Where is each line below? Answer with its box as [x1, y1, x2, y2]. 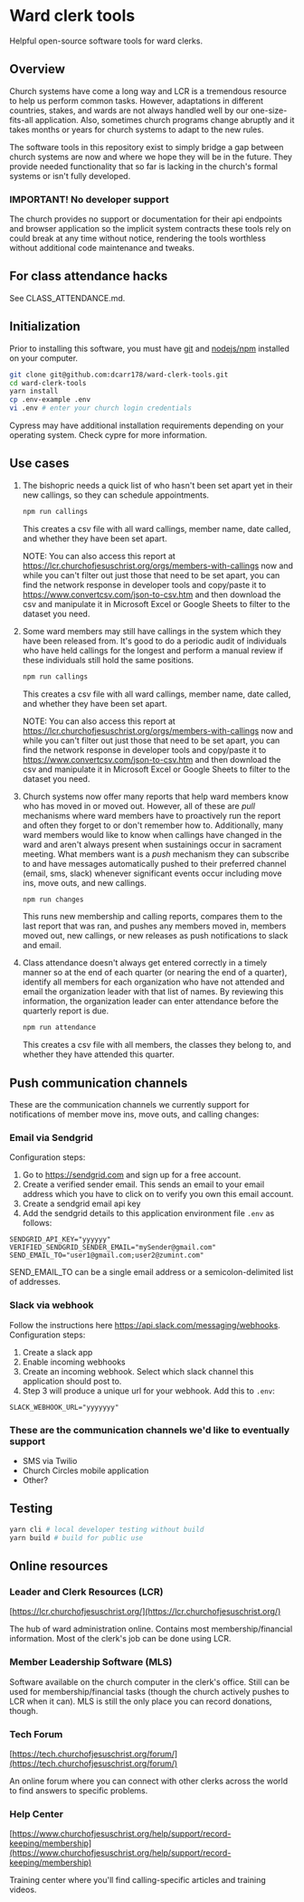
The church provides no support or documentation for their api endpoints [9, 214, 282, 224]
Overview [9, 62, 66, 77]
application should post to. [22, 1375, 122, 1386]
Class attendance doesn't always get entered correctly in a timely [22, 957, 268, 968]
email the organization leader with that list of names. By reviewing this [22, 986, 284, 997]
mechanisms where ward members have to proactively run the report [22, 810, 281, 821]
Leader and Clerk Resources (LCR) [9, 1585, 164, 1598]
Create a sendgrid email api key [22, 1198, 141, 1209]
